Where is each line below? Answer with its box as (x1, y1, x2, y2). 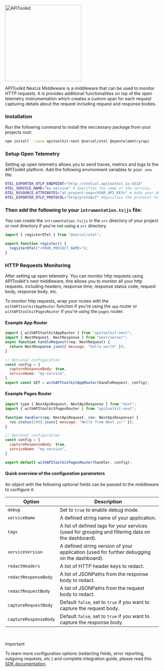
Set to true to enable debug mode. (60, 506, 139, 513)
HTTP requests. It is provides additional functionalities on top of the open (5, 90, 152, 96)
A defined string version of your (60, 542, 133, 549)
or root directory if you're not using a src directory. (5, 223, 107, 229)
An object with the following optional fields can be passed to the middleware (5, 481, 159, 487)
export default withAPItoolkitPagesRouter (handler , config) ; (5, 460, 132, 465)
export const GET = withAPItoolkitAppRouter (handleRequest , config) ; (5, 380, 150, 385)
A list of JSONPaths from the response (60, 570, 148, 577)
